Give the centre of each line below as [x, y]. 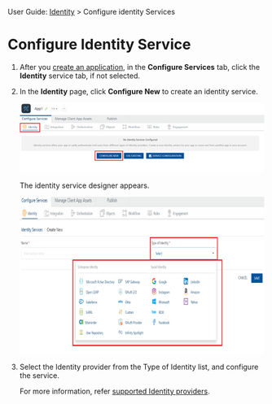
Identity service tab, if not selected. [79, 76]
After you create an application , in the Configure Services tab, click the [140, 67]
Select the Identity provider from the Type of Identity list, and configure [139, 367]
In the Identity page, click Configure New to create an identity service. [138, 91]
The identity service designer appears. [84, 185]
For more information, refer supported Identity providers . [114, 391]
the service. [39, 376]
